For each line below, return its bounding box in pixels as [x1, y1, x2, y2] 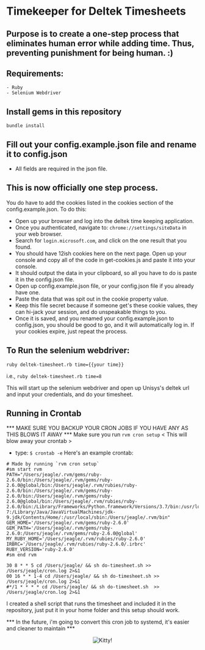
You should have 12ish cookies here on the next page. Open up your [15, 249, 187, 257]
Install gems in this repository [6, 106, 122, 117]
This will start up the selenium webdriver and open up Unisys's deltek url [6, 384, 190, 392]
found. [15, 243, 32, 250]
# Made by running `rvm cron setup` [6, 461, 99, 467]
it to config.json [6, 148, 68, 159]
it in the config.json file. [15, 276, 74, 283]
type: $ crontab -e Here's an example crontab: [15, 449, 134, 456]
